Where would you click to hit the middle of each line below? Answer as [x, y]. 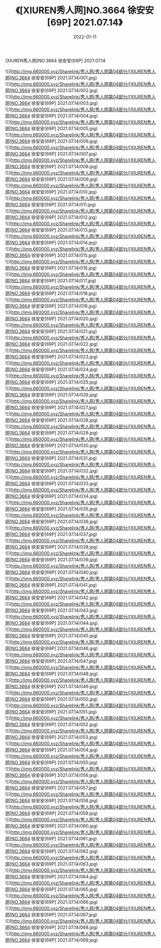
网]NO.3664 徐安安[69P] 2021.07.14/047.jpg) [51, 661]
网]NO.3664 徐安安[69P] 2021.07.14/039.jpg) [51, 559]
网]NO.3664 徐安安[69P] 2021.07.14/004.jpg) [52, 116]
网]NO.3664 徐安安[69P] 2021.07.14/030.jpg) [52, 445]
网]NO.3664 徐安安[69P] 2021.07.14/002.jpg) [52, 90]
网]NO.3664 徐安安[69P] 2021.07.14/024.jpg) [51, 369]
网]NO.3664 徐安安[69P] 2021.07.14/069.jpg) [52, 940]
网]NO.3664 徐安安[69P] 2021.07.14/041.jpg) [51, 585]
